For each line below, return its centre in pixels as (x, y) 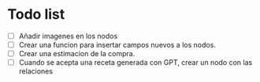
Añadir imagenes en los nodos (68, 36)
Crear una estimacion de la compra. (77, 54)
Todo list (36, 14)
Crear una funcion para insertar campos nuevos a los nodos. (117, 45)
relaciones (35, 71)
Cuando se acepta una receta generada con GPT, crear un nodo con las (136, 62)
